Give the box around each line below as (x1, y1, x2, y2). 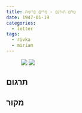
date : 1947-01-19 (6, 14, 50, 20)
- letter (11, 25, 34, 32)
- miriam (11, 43, 34, 49)
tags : (6, 31, 20, 37)
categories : (6, 20, 36, 26)
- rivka (11, 37, 31, 43)
